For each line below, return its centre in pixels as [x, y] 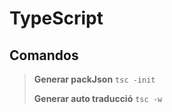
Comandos [44, 55]
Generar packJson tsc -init [94, 79]
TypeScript [56, 18]
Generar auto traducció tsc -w [98, 98]
